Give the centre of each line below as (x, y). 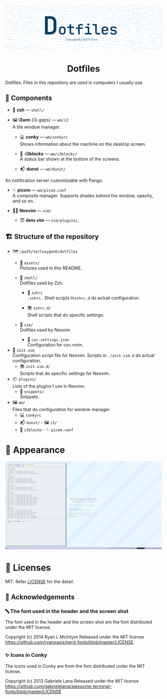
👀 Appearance (35, 450)
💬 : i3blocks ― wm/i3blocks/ (48, 154)
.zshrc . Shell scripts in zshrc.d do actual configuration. (83, 298)
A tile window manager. (36, 127)
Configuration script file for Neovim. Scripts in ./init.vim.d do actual (83, 355)
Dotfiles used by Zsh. (42, 283)
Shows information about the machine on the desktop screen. (83, 144)
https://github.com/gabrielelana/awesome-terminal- (58, 686)
